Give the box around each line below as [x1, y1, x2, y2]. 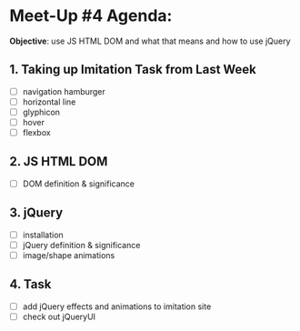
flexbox [22, 127, 52, 137]
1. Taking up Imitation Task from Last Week [9, 62, 257, 77]
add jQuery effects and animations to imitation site [22, 301, 212, 312]
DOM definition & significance [22, 178, 135, 189]
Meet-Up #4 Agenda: [9, 5, 173, 26]
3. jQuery [9, 206, 64, 221]
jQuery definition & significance [22, 239, 141, 250]
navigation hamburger [22, 85, 106, 96]
